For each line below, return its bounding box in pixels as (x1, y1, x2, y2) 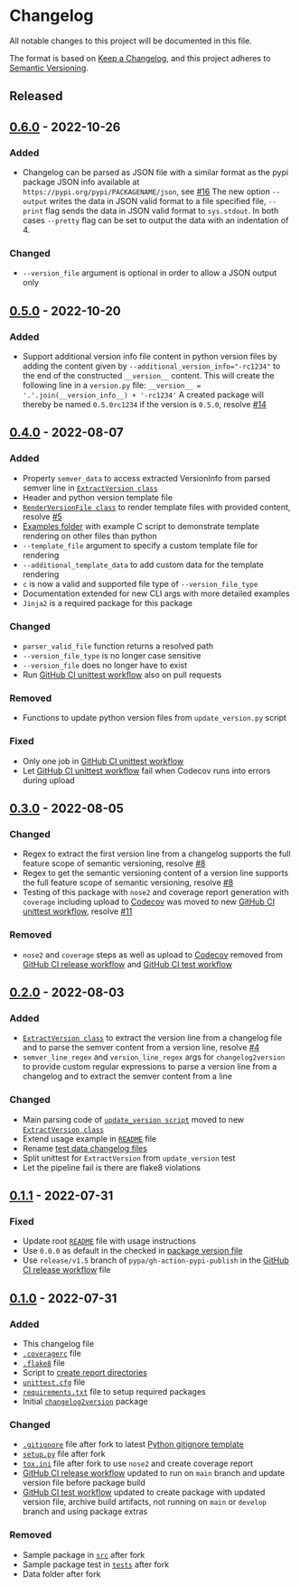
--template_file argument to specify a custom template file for (22, 539, 258, 551)
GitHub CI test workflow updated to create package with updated (22, 1487, 266, 1498)
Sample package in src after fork (22, 1549, 145, 1560)
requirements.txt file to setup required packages (22, 1386, 206, 1396)
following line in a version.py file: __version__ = (22, 380, 202, 390)
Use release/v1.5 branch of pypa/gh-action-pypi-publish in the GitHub (22, 1255, 289, 1265)
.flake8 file (22, 1357, 65, 1368)
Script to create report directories (22, 1367, 147, 1377)
